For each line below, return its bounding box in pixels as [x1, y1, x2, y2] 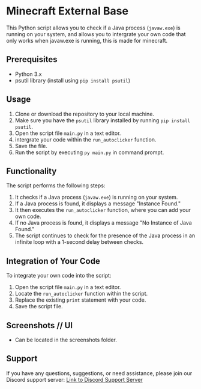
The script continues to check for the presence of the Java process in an [14, 232, 196, 239]
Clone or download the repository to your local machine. [14, 110, 155, 117]
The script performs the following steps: [6, 182, 106, 189]
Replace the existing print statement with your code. [14, 296, 146, 303]
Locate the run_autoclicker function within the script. [14, 290, 148, 297]
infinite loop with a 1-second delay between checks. [14, 238, 144, 246]
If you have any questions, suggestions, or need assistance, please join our [6, 369, 193, 377]
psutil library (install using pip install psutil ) [14, 76, 131, 84]
